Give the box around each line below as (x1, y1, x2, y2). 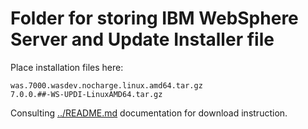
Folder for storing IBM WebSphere (10, 7, 299, 30)
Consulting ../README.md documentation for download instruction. (10, 107, 288, 119)
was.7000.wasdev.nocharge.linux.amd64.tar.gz (10, 80, 203, 91)
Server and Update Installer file (10, 28, 275, 51)
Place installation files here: (10, 61, 124, 73)
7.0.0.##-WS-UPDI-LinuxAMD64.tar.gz (10, 89, 163, 99)
